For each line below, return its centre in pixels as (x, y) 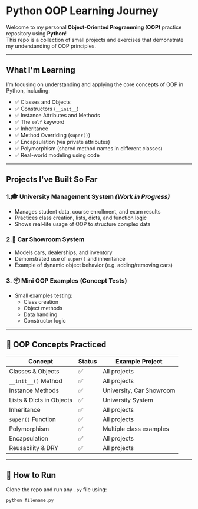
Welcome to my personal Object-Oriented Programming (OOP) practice (94, 27)
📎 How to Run (31, 475)
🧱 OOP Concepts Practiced (56, 345)
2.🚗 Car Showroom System (45, 239)
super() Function (32, 419)
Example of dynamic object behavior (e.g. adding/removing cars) (93, 265)
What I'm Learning (41, 70)
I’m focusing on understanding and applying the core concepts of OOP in (95, 84)
